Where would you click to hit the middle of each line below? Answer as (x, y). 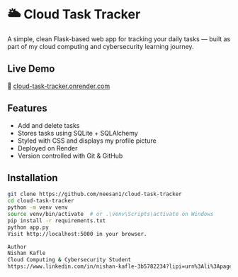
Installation (33, 178)
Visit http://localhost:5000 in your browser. (77, 234)
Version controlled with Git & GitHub (70, 156)
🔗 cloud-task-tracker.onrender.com (59, 86)
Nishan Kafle (27, 254)
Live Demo (31, 69)
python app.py (28, 227)
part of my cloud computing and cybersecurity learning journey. (101, 46)
